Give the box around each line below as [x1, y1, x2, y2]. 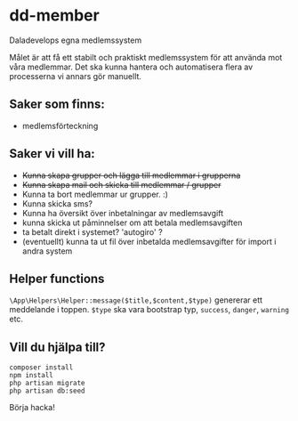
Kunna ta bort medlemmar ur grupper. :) [21, 189, 169, 199]
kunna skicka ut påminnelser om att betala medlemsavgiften [21, 217, 243, 228]
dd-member [9, 5, 100, 26]
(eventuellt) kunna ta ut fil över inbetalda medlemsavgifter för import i [21, 236, 277, 247]
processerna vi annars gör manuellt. [9, 70, 142, 81]
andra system [21, 246, 73, 256]
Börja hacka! [9, 402, 55, 413]
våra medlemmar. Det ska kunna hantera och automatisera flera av [9, 61, 254, 72]
